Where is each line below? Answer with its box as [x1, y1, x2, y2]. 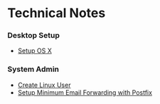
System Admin [7, 64, 59, 74]
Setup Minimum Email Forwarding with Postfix [17, 88, 153, 97]
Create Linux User [17, 80, 71, 89]
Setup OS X [17, 46, 52, 55]
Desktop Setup [7, 31, 60, 41]
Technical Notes [7, 5, 106, 21]
